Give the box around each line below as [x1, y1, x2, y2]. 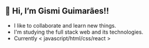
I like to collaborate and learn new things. [13, 22, 116, 29]
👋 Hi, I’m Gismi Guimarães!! [5, 6, 109, 16]
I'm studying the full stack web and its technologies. [13, 28, 144, 35]
